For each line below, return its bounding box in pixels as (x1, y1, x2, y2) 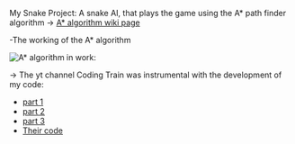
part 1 (22, 96, 44, 107)
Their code (22, 125, 63, 136)
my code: (9, 79, 45, 89)
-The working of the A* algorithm (9, 35, 131, 45)
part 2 (22, 106, 45, 116)
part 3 (22, 116, 46, 126)
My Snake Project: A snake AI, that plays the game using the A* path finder (9, 8, 286, 18)
